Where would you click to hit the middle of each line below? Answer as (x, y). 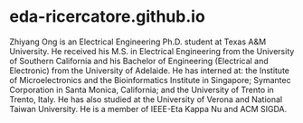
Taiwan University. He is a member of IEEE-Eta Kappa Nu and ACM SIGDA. (148, 109)
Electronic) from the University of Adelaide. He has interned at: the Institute (149, 71)
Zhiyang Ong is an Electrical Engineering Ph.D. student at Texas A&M (138, 42)
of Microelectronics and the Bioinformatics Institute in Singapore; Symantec (150, 80)
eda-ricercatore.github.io (107, 17)
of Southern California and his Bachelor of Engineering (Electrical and (139, 61)
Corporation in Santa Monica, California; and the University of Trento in (142, 90)
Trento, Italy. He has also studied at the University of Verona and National (146, 99)
